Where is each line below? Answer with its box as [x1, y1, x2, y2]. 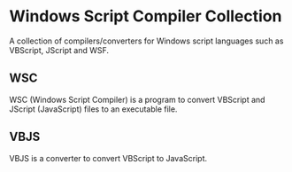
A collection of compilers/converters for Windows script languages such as [9, 35, 284, 46]
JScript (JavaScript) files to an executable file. [9, 104, 178, 114]
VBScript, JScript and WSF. [9, 44, 109, 55]
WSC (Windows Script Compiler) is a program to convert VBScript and [9, 94, 265, 105]
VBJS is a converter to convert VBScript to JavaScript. [9, 152, 208, 163]
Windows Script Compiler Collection [9, 6, 282, 27]
